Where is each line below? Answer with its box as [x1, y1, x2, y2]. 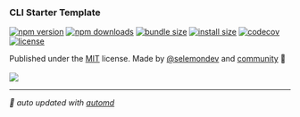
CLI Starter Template [9, 6, 101, 19]
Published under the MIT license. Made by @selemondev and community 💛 [9, 54, 286, 64]
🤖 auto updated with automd [9, 97, 115, 108]
